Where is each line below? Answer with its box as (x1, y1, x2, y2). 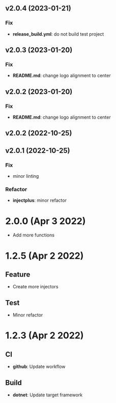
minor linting (12, 173, 39, 179)
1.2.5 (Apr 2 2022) (5, 250, 84, 261)
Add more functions (12, 232, 55, 238)
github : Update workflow (12, 364, 66, 370)
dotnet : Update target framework (12, 392, 83, 398)
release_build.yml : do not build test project (12, 31, 104, 37)
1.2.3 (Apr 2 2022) (5, 330, 84, 341)
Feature (5, 270, 31, 279)
